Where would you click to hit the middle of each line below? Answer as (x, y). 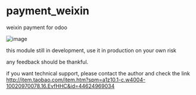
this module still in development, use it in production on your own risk (91, 50)
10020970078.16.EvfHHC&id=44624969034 (60, 86)
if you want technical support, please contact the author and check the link (98, 73)
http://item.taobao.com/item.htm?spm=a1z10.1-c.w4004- (76, 80)
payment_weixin (48, 11)
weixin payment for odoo (37, 27)
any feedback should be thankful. (47, 62)
